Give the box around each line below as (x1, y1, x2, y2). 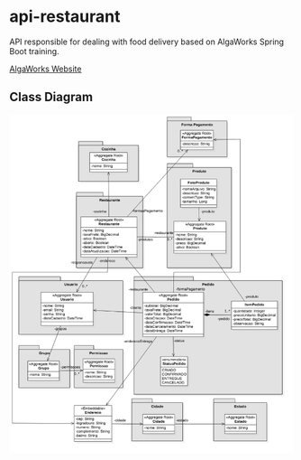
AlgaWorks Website (9, 63, 82, 74)
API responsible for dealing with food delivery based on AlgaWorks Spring (9, 36, 285, 47)
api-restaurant (9, 6, 121, 27)
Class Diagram (9, 89, 93, 105)
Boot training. (9, 45, 60, 56)
